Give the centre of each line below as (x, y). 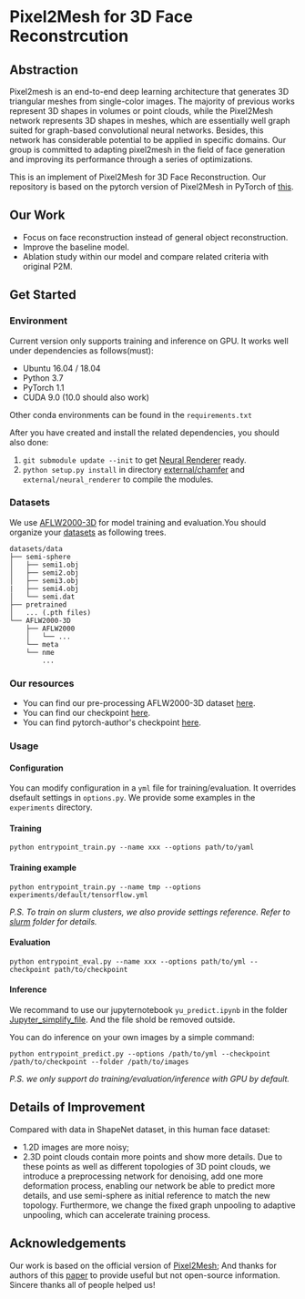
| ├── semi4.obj (44, 588)
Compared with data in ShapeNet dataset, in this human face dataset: (140, 1129)
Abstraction (44, 70)
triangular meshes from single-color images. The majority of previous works (152, 101)
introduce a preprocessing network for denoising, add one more (143, 1176)
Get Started (43, 295)
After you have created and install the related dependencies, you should (144, 432)
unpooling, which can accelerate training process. (117, 1214)
